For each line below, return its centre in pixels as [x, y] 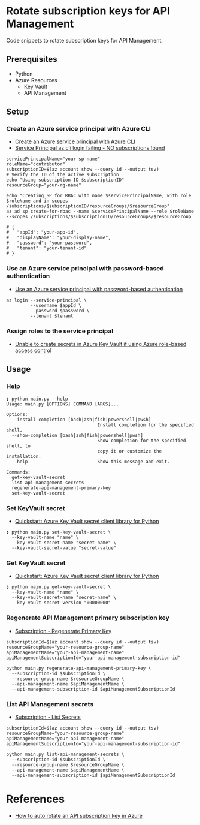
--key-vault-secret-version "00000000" [61, 603]
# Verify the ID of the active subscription [63, 175]
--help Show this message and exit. [91, 462]
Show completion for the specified [142, 441]
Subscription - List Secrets [48, 717]
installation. [24, 456]
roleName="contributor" [36, 164]
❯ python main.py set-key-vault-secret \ [59, 532]
